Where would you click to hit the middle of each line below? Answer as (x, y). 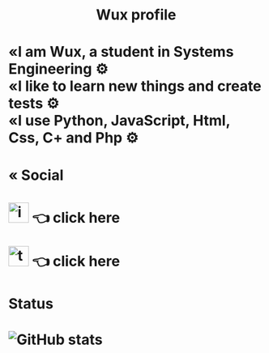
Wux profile (136, 15)
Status (31, 303)
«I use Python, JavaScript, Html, (120, 121)
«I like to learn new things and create (135, 86)
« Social (36, 175)
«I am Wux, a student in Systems (121, 52)
